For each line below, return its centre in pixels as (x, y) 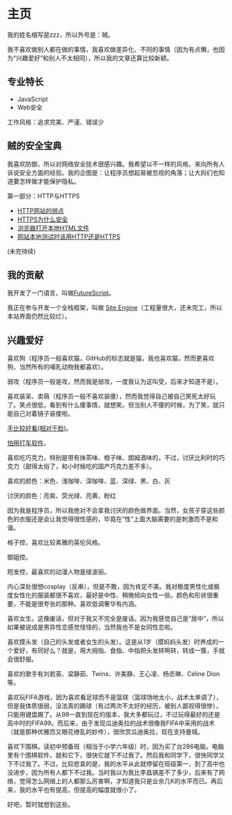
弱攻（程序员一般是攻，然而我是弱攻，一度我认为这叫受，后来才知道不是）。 (115, 382)
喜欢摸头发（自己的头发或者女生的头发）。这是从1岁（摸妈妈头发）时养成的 (113, 642)
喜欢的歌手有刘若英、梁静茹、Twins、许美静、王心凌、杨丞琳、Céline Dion (114, 674)
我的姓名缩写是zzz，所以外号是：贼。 (61, 35)
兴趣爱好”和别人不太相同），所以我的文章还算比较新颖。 (95, 58)
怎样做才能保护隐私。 (49, 181)
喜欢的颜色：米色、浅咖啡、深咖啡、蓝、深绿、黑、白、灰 (89, 481)
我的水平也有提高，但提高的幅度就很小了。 (79, 790)
